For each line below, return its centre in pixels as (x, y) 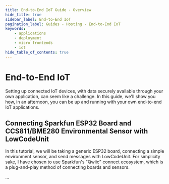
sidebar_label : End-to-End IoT (38, 19)
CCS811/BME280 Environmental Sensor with (76, 131)
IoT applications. (22, 107)
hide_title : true (23, 15)
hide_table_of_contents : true (37, 52)
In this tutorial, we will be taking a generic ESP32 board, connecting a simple (85, 151)
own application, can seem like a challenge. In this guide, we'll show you (80, 97)
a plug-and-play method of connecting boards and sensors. (68, 167)
